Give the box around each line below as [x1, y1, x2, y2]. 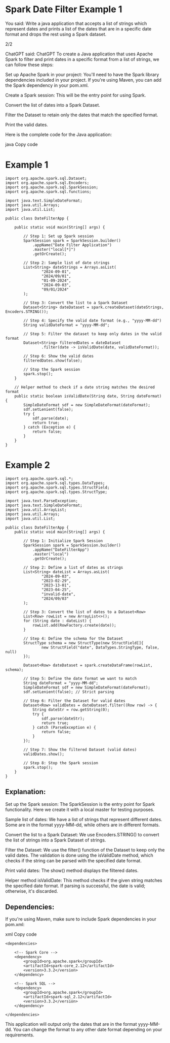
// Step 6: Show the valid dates [23, 353, 94, 358]
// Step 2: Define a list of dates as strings [23, 565, 123, 570]
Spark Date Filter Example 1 [5, 4, 122, 15]
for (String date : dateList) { [23, 618, 92, 623]
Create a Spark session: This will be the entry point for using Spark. [5, 92, 146, 98]
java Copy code [5, 141, 38, 147]
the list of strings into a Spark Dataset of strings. [5, 837, 106, 843]
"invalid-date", [41, 592, 76, 597]
